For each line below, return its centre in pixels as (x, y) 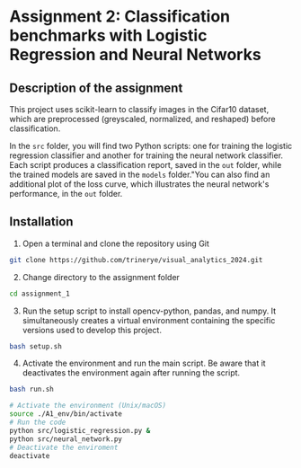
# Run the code (38, 423)
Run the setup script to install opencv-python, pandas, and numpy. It (149, 311)
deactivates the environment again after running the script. (131, 373)
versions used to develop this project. (92, 330)
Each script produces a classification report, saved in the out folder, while (146, 165)
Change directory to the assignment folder (101, 277)
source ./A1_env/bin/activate (66, 414)
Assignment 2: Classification (120, 17)
